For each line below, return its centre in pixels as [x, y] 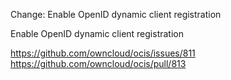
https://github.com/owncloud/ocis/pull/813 [98, 63]
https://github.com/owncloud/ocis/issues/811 [103, 53]
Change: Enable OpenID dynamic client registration [116, 14]
